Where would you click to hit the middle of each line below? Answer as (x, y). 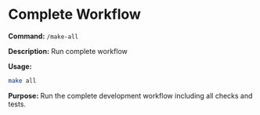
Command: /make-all (43, 36)
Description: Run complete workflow (68, 51)
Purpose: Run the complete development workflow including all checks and (130, 95)
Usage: (20, 66)
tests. (17, 104)
